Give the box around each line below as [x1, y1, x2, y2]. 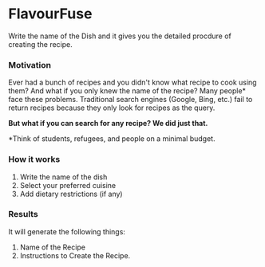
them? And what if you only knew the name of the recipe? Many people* [8, 86, 246, 96]
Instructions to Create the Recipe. [19, 250, 131, 260]
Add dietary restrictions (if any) [19, 189, 123, 198]
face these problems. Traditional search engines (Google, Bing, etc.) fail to [8, 95, 253, 104]
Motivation [8, 59, 52, 70]
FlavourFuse [8, 5, 93, 23]
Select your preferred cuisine [19, 180, 117, 190]
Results [8, 209, 38, 220]
